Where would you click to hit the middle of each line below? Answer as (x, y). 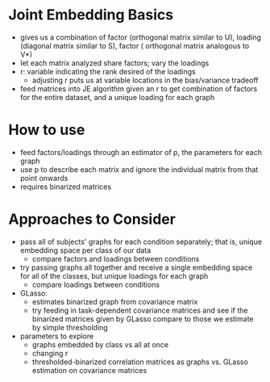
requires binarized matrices (65, 187)
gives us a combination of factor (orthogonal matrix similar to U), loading (141, 37)
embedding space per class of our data (85, 250)
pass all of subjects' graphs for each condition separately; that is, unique (141, 241)
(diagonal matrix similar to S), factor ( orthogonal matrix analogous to (135, 45)
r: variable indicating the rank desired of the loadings (108, 71)
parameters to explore (57, 336)
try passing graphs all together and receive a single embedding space (136, 267)
